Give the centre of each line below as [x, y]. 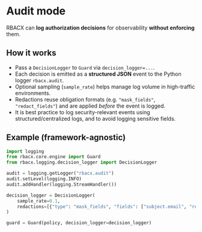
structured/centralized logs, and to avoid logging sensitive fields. [95, 118]
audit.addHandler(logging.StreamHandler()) [62, 185]
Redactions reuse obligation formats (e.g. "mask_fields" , [85, 99]
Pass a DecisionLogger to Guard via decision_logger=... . [85, 67]
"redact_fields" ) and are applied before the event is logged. [90, 106]
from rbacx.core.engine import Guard [54, 157]
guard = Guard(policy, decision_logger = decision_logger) [79, 223]
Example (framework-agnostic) [66, 137]
